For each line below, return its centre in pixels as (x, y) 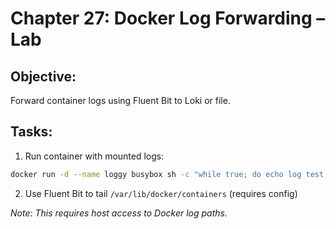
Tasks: (31, 132)
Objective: (43, 76)
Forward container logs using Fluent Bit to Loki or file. (120, 100)
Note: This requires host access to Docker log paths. (119, 213)
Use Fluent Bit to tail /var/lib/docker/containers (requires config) (161, 193)
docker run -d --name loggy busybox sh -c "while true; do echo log (156, 174)
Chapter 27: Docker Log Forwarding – (168, 18)
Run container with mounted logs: (94, 156)
